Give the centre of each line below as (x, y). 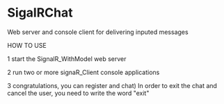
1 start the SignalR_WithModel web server (67, 59)
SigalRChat (40, 13)
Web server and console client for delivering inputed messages (98, 32)
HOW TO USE (27, 45)
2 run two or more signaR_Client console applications (83, 72)
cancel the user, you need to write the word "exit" (78, 93)
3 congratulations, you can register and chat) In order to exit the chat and (112, 85)
